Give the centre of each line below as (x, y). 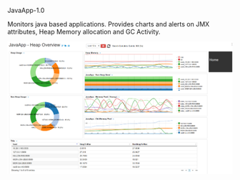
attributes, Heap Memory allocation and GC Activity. (84, 32)
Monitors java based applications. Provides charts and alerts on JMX (109, 24)
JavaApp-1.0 (26, 10)
